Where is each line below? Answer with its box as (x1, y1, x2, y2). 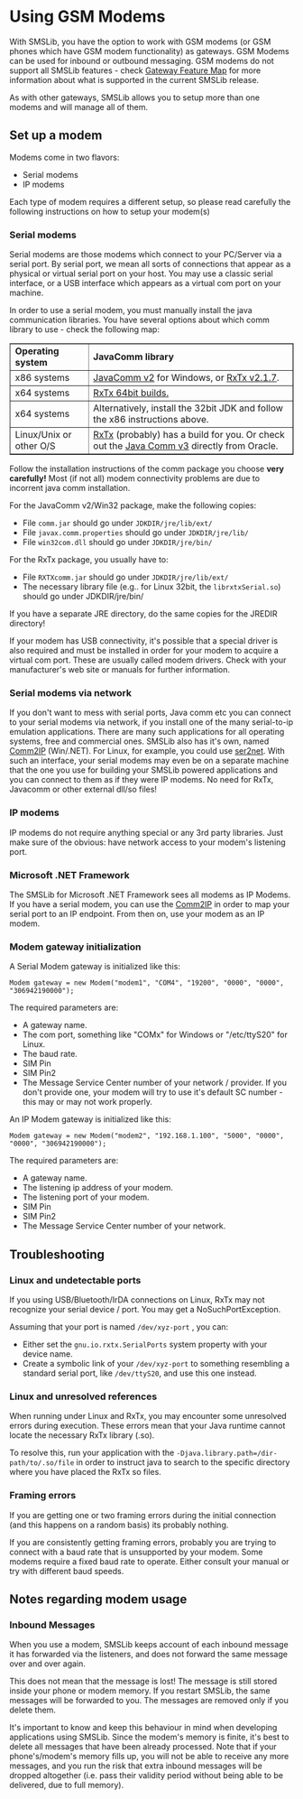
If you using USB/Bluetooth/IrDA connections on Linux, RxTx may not (9, 1294, 265, 1305)
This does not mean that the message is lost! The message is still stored (9, 1676, 278, 1687)
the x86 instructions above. (93, 413, 209, 426)
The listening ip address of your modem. (22, 1182, 173, 1193)
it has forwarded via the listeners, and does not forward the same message (9, 1649, 289, 1660)
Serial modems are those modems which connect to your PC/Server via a (9, 249, 282, 260)
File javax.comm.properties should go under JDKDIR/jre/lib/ (22, 527, 250, 538)
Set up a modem (9, 128, 103, 144)
